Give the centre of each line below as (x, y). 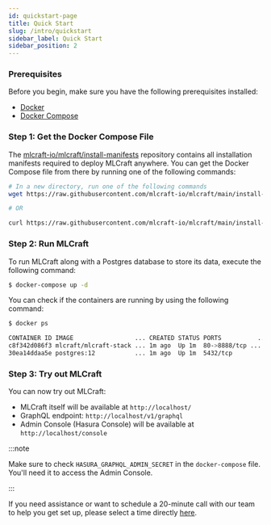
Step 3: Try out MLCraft (55, 374)
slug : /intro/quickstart (50, 31)
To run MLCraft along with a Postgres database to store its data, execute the (135, 261)
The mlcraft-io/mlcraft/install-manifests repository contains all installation (130, 154)
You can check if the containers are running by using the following (119, 300)
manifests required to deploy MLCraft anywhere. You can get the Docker (129, 163)
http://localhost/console (63, 434)
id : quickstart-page (43, 16)
